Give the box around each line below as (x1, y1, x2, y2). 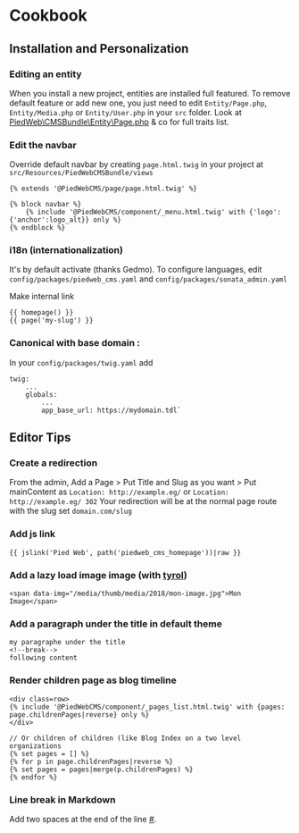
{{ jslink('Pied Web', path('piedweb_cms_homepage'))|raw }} (9, 548, 242, 557)
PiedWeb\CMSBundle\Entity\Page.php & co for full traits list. (9, 116, 229, 127)
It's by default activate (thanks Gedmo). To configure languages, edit (9, 265, 262, 275)
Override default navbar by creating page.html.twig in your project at (9, 159, 263, 170)
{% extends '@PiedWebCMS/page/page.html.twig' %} (9, 184, 198, 193)
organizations (9, 741, 62, 751)
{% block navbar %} (9, 200, 82, 209)
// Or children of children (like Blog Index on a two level (9, 734, 242, 743)
